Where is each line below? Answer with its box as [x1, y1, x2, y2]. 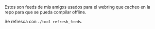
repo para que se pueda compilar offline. [4, 9, 86, 15]
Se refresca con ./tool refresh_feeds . [4, 19, 83, 24]
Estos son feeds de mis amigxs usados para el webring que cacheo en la [4, 4, 151, 10]
